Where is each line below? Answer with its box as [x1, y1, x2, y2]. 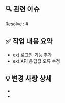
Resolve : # [5, 21, 29, 27]
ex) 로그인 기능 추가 [12, 51, 52, 58]
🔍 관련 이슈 [5, 5, 40, 14]
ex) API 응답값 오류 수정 [12, 58, 60, 64]
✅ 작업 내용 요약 [5, 37, 53, 46]
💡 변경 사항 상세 [5, 74, 52, 83]
